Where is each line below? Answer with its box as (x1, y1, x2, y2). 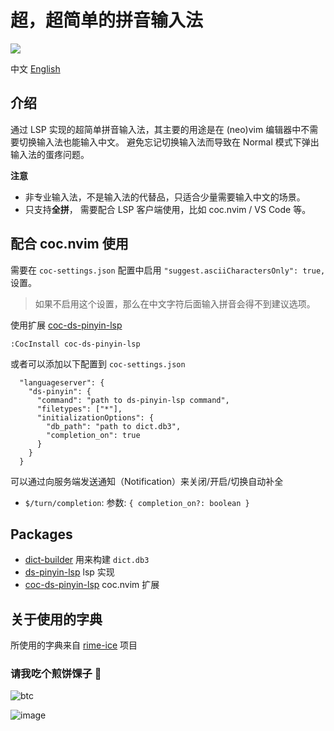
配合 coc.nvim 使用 (10, 236, 129, 253)
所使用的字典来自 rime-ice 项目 (10, 639, 138, 651)
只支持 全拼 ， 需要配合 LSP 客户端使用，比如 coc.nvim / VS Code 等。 (24, 203, 312, 215)
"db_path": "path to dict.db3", (46, 421, 182, 431)
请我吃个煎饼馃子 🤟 (10, 667, 102, 681)
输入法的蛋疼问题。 (10, 148, 90, 160)
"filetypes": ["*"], (36, 404, 123, 414)
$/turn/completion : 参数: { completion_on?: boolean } (24, 496, 250, 508)
